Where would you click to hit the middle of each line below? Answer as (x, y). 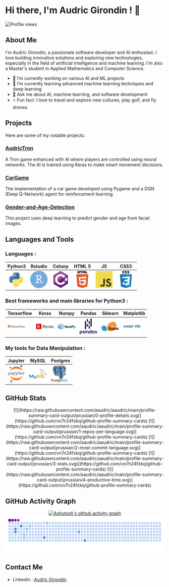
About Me (21, 40)
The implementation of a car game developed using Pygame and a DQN (80, 189)
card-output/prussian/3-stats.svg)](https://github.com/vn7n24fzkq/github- (85, 464)
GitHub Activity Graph (41, 501)
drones (20, 107)
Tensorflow (20, 313)
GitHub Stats (26, 398)
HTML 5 (82, 266)
